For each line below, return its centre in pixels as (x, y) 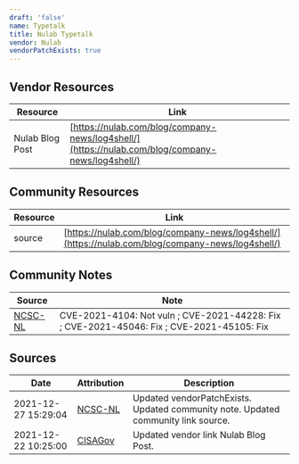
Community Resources (74, 192)
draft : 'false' (37, 17)
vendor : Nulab (36, 42)
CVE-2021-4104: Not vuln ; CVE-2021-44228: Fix (170, 315)
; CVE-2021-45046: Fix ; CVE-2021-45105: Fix (164, 327)
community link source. (181, 420)
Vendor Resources (62, 87)
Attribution (101, 383)
